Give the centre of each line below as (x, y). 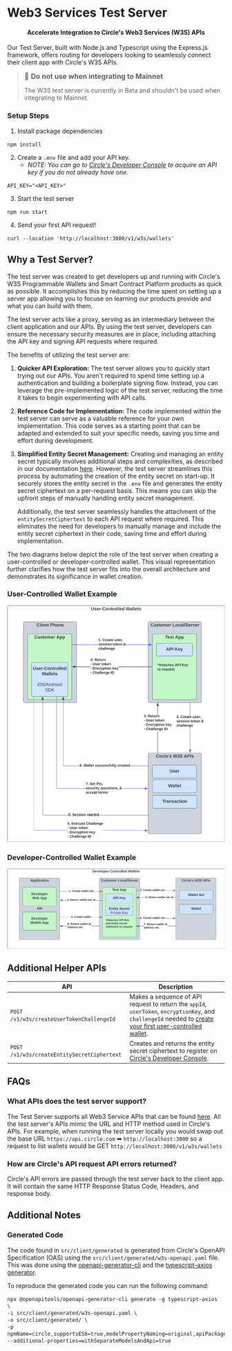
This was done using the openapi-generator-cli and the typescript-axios (110, 1264)
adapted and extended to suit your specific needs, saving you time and (118, 433)
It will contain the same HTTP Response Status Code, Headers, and (103, 1186)
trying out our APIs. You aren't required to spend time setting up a (111, 375)
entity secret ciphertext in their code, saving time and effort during (112, 533)
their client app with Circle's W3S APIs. (63, 62)
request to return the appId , (168, 1004)
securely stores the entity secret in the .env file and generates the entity (120, 483)
